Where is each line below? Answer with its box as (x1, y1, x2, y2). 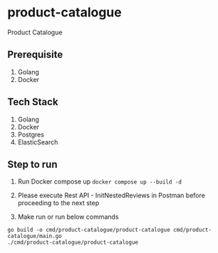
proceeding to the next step (17, 199, 100, 207)
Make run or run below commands (17, 212, 119, 222)
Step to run (7, 158, 58, 170)
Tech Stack (7, 96, 58, 108)
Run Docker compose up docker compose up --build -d (17, 177, 182, 186)
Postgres (17, 130, 45, 139)
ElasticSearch (17, 137, 58, 147)
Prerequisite (7, 49, 63, 61)
